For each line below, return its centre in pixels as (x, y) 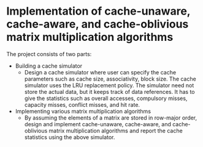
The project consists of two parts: (49, 54)
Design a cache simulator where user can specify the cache (100, 72)
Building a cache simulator (49, 66)
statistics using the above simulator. (70, 137)
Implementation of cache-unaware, (98, 11)
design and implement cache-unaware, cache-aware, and (98, 124)
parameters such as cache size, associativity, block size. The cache (110, 79)
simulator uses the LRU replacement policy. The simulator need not (109, 85)
